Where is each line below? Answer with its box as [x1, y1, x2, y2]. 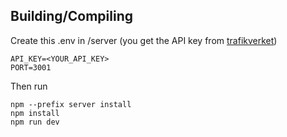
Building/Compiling [10, 8, 134, 25]
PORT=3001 [10, 62, 52, 73]
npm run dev [10, 117, 60, 127]
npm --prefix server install [10, 99, 132, 109]
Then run [10, 80, 48, 92]
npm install [10, 108, 60, 118]
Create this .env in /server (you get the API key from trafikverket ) [10, 34, 278, 46]
